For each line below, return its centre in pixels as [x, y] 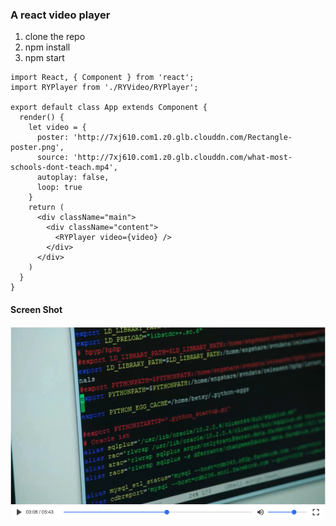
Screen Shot [36, 309]
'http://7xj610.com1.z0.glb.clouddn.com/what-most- [183, 158]
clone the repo [55, 37]
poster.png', [37, 148]
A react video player [60, 15]
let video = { [57, 128]
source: [53, 158]
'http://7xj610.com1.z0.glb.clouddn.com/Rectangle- [183, 138]
